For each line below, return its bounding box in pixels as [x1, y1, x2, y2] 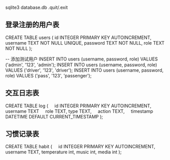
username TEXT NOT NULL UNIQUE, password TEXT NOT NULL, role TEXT [5, 39, 165, 46]
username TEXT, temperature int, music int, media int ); [5, 149, 122, 155]
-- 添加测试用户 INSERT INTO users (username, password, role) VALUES [5, 56, 158, 62]
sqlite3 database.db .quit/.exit [5, 5, 68, 10]
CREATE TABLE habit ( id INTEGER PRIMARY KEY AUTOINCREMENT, [5, 144, 156, 150]
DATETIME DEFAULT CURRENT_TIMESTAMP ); [5, 113, 103, 119]
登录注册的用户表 [5, 21, 59, 29]
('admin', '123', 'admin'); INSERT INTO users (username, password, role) [5, 62, 157, 68]
